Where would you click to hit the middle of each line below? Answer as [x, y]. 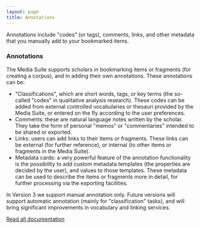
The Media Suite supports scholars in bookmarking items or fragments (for [98, 69]
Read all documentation [35, 219]
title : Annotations [31, 17]
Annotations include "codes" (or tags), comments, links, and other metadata [100, 34]
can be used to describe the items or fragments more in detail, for [96, 176]
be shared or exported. [43, 132]
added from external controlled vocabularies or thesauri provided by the [104, 106]
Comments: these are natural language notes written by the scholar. [99, 119]
